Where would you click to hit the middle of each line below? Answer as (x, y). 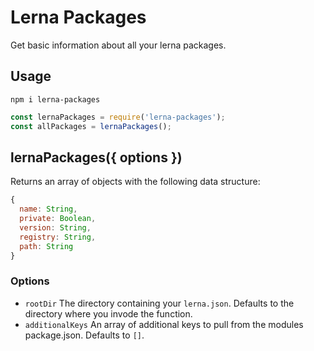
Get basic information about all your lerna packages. (118, 45)
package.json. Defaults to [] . (84, 335)
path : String (46, 246)
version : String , (55, 227)
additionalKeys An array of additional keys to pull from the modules (164, 324)
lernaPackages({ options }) (96, 157)
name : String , (48, 209)
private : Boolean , (58, 219)
